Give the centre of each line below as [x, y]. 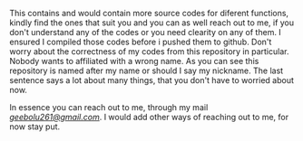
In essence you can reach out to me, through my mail [109, 107]
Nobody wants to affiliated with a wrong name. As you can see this [134, 61]
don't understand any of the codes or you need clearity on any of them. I [145, 32]
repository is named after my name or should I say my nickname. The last [147, 70]
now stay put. [35, 127]
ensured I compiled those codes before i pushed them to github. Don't [141, 42]
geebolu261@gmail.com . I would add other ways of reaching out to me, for [149, 117]
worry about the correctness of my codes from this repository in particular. [149, 52]
